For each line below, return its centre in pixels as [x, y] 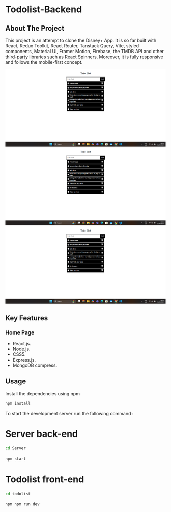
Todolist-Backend [44, 9]
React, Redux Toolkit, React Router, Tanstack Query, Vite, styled [72, 46]
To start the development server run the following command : [69, 413]
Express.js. [24, 360]
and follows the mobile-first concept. [44, 62]
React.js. [22, 344]
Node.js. [21, 349]
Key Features [27, 318]
